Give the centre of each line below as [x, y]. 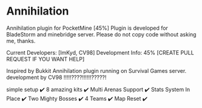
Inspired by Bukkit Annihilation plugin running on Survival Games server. [96, 70]
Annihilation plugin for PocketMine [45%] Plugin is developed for [87, 28]
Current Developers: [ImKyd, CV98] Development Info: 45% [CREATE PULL [100, 52]
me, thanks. [21, 41]
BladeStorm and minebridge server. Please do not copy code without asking [101, 34]
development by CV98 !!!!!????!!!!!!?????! [56, 77]
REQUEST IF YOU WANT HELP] [45, 59]
